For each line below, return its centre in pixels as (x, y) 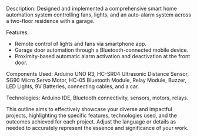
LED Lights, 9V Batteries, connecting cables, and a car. (73, 86)
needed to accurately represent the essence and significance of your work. (97, 128)
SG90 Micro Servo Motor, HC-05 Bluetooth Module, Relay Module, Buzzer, (96, 80)
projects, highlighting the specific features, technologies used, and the (92, 115)
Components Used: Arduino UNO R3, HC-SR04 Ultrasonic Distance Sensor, (98, 74)
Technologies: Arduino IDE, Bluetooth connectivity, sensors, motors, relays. (97, 98)
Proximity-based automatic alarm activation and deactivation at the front (102, 56)
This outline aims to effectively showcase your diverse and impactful (89, 109)
